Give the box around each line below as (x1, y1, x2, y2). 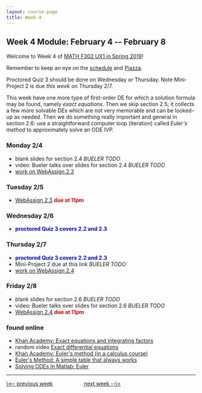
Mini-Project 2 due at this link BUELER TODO (14, 260, 126, 268)
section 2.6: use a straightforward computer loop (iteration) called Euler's (6, 120, 188, 127)
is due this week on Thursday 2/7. (29, 83, 113, 90)
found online (6, 323, 44, 332)
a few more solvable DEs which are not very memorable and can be (6, 107, 174, 115)
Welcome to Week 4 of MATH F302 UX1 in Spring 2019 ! (6, 52, 144, 60)
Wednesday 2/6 (6, 212, 54, 220)
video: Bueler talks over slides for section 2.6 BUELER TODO (14, 302, 165, 309)
